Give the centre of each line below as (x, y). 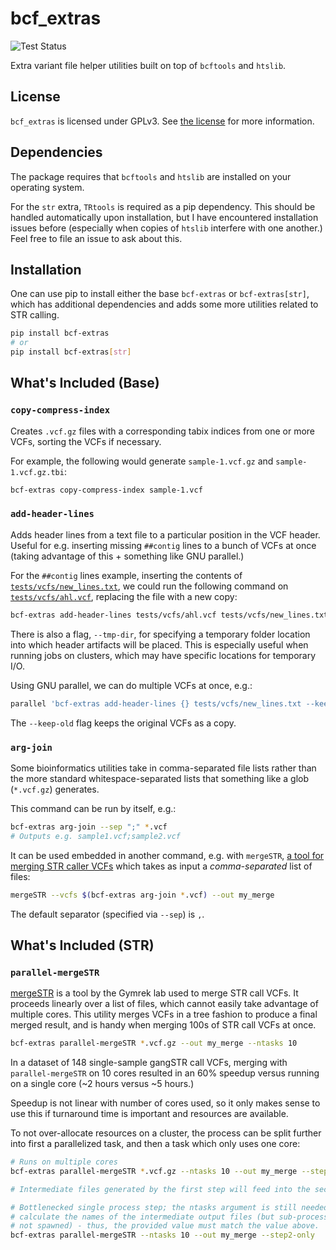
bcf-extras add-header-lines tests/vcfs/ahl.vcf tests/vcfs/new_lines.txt (169, 615)
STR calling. (35, 315)
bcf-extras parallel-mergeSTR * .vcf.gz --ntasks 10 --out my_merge (154, 1171)
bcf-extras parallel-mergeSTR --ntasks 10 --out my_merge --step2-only (162, 1235)
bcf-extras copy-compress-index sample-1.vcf (106, 490)
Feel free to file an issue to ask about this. (96, 238)
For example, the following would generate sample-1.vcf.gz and (142, 461)
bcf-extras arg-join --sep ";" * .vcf (89, 827)
